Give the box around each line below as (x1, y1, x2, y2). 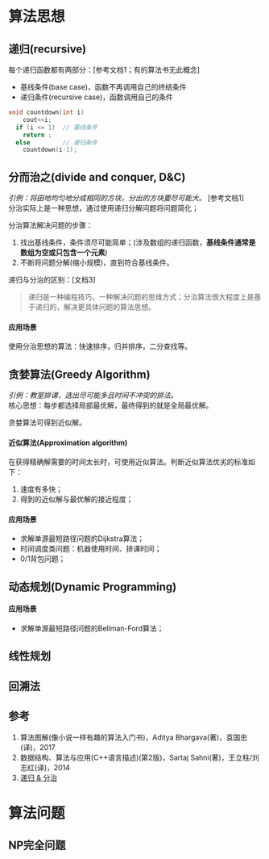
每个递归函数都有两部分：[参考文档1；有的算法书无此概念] (8, 65, 200, 74)
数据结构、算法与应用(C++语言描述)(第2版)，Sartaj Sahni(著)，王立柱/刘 (19, 752, 259, 762)
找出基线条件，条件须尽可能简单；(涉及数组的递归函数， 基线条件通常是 (19, 237, 256, 247)
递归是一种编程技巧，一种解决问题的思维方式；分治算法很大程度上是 (27, 292, 255, 302)
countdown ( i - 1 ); (23, 146, 78, 154)
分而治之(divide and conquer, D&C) (8, 170, 186, 184)
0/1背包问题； (19, 554, 66, 564)
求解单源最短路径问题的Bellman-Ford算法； (19, 623, 164, 634)
